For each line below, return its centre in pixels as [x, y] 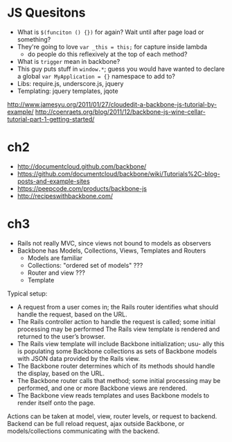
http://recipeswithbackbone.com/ [65, 196]
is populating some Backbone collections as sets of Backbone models [117, 351]
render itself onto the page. [56, 402]
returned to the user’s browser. [61, 336]
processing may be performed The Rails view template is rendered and [118, 329]
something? [34, 39]
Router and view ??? [56, 273]
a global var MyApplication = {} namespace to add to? [96, 76]
